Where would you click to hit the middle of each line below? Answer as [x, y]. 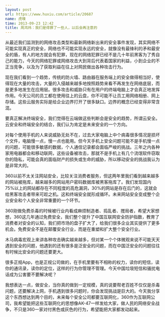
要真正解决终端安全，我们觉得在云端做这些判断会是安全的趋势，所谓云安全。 [82, 119]
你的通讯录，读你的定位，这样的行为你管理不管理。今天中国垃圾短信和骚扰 [80, 268]
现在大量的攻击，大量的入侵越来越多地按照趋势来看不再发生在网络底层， [82, 83]
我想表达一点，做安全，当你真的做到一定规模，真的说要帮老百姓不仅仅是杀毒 [82, 285]
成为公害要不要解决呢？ [33, 274]
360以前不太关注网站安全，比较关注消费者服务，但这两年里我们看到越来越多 [82, 176]
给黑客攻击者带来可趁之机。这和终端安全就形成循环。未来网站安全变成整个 [80, 195]
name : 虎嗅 [15, 19]
